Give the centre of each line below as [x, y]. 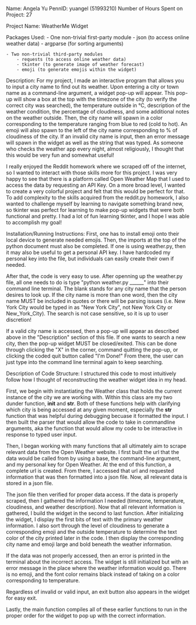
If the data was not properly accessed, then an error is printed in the [88, 556]
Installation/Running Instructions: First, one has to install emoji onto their [93, 234]
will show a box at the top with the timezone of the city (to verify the [95, 99]
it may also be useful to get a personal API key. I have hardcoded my [88, 252]
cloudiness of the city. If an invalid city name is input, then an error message [98, 136]
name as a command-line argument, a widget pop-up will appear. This [90, 93]
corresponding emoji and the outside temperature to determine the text [92, 532]
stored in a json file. [30, 483]
